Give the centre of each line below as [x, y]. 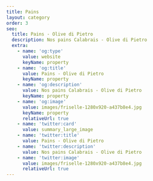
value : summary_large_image [58, 130]
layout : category [28, 17]
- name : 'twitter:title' [48, 135]
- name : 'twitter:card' [47, 124]
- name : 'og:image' [42, 101]
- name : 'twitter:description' [57, 146]
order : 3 [17, 23]
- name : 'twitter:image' [48, 157]
